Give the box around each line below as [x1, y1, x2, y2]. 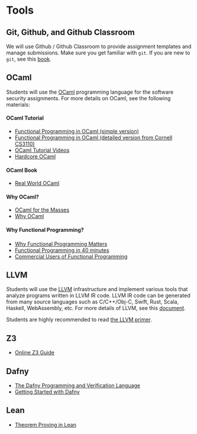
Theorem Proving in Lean [14, 421, 77, 428]
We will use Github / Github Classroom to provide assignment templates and [6, 43, 192, 50]
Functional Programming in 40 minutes [14, 247, 109, 254]
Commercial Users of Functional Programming [14, 253, 128, 260]
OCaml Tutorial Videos [14, 146, 70, 154]
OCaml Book [6, 167, 37, 174]
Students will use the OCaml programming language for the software [6, 88, 173, 95]
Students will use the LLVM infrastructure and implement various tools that [6, 286, 188, 293]
